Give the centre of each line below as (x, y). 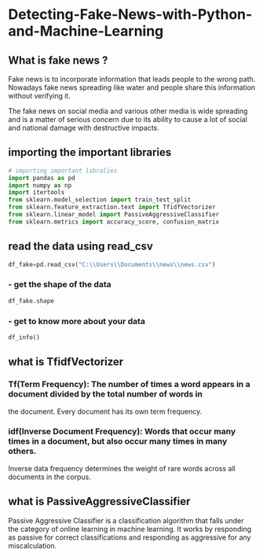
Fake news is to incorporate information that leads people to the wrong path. (132, 79)
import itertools (37, 193)
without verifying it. (39, 96)
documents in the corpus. (50, 477)
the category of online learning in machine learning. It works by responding (130, 529)
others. (22, 452)
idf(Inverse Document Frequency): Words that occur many (122, 432)
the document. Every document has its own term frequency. (105, 411)
